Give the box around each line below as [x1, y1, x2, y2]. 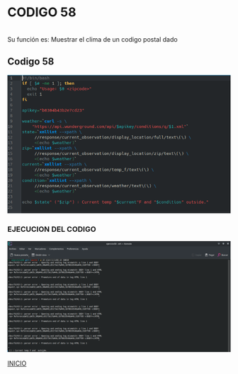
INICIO [7, 358, 27, 368]
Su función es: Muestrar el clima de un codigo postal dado [7, 35, 178, 43]
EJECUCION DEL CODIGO [7, 224, 97, 234]
